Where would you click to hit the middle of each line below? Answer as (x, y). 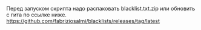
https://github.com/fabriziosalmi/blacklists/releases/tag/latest (83, 21)
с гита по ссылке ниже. (36, 15)
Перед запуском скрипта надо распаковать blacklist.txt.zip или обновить (101, 9)
